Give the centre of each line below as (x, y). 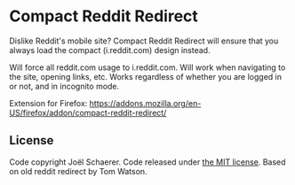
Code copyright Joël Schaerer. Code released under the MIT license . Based (147, 162)
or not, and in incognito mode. (64, 86)
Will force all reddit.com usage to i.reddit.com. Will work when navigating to (147, 67)
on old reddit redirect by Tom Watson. (79, 171)
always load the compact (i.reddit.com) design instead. (110, 50)
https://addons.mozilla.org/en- (145, 103)
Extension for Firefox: (48, 103)
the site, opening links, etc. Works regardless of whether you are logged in (146, 76)
